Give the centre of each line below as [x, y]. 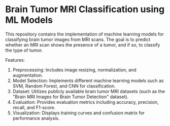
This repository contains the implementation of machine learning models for [84, 34]
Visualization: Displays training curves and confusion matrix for [79, 113]
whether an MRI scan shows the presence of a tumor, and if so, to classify [83, 45]
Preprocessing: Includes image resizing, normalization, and [74, 70]
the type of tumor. [24, 50]
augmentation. [28, 75]
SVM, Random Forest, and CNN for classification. [64, 86]
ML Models [29, 20]
